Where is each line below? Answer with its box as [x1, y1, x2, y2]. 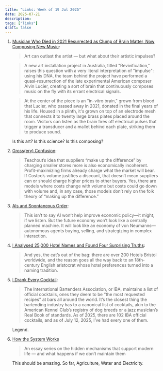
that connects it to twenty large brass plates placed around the [24, 113, 150, 119]
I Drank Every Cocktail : [12, 277, 58, 283]
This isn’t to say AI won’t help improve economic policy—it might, [24, 212, 155, 218]
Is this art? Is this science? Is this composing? [12, 138, 103, 144]
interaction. [24, 233, 47, 239]
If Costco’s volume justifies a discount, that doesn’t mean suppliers [24, 173, 158, 179]
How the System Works [12, 336, 59, 342]
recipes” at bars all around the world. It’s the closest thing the [24, 297, 147, 302]
